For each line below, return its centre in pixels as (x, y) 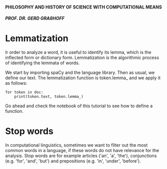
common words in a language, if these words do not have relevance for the (82, 151)
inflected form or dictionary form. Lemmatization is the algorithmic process (82, 58)
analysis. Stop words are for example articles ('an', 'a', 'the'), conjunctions (81, 156)
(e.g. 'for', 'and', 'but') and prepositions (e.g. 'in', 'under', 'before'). (73, 161)
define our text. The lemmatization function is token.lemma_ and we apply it (83, 78)
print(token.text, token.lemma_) (49, 97)
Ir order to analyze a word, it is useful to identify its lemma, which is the (78, 52)
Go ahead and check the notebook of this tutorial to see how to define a (79, 106)
